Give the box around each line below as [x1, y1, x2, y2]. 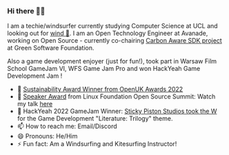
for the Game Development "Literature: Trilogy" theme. [17, 114, 173, 123]
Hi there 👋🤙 [7, 6, 46, 16]
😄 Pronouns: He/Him [17, 132, 78, 141]
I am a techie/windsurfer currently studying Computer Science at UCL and [7, 22, 219, 30]
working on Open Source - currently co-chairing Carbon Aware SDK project [7, 37, 222, 45]
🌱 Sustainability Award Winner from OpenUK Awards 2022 [17, 85, 183, 94]
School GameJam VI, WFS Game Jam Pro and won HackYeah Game [7, 65, 201, 73]
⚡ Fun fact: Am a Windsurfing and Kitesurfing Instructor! [17, 140, 177, 148]
